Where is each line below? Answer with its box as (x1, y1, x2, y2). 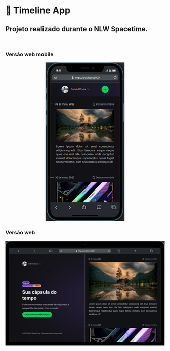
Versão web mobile (5, 51, 54, 58)
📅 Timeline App (5, 5, 71, 16)
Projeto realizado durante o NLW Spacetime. (5, 25, 148, 33)
